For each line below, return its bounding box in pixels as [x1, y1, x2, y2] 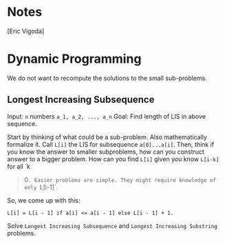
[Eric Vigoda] [7, 27, 45, 35]
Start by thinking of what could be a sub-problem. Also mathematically [7, 132, 208, 141]
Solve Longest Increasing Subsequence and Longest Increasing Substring [7, 221, 218, 230]
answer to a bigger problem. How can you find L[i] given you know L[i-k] [7, 154, 219, 163]
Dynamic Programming [7, 51, 142, 67]
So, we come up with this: [7, 196, 81, 204]
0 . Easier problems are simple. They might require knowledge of [23, 175, 217, 183]
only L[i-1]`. [23, 183, 58, 191]
